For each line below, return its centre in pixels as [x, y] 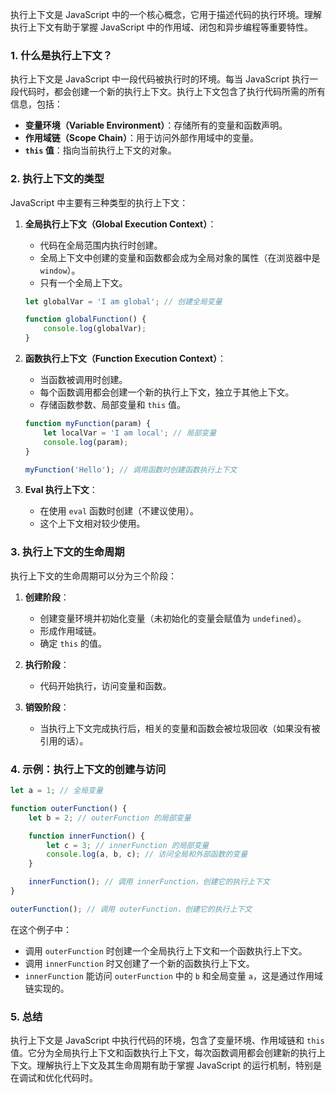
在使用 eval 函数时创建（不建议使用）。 [119, 511]
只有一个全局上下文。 [83, 282]
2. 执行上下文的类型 [57, 179]
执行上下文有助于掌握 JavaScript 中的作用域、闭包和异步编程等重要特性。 [162, 27]
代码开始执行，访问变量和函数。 [105, 685]
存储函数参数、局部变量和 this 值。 [113, 405]
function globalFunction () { [85, 319]
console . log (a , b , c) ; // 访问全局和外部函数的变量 [147, 854]
